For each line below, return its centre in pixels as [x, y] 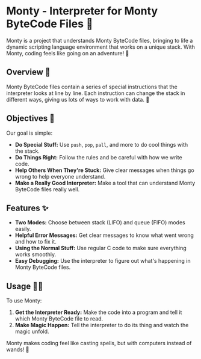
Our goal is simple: [29, 133]
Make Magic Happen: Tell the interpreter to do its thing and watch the [102, 325]
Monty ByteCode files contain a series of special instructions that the [92, 87]
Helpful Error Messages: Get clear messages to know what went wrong [104, 235]
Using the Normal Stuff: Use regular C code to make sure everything [100, 248]
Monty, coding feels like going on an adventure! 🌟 [68, 53]
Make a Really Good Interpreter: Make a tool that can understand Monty [105, 183]
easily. [23, 229]
